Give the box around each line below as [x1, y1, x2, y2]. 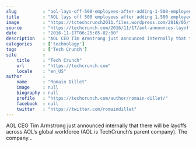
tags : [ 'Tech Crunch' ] [6, 47, 87, 52]
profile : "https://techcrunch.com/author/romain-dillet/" [16, 95, 168, 101]
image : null [16, 85, 59, 90]
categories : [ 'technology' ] [6, 41, 85, 47]
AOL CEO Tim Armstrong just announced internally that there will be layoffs [6, 122, 187, 129]
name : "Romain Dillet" [16, 79, 87, 85]
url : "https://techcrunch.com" [16, 62, 111, 69]
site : [6, 52, 45, 58]
